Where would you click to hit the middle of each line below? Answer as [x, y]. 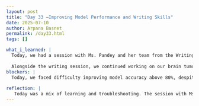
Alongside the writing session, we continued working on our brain [97, 66]
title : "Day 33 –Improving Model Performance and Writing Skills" [90, 17]
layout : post [22, 12]
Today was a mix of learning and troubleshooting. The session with [100, 94]
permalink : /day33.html [36, 34]
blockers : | [21, 72]
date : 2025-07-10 [28, 23]
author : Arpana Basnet [34, 28]
